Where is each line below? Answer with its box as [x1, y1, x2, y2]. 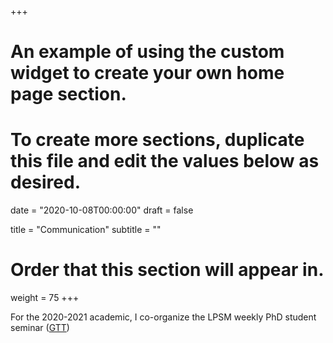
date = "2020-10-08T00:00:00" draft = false [10, 204, 194, 216]
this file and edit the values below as [10, 150, 320, 173]
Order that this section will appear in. [10, 259, 325, 281]
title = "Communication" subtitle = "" [10, 224, 162, 236]
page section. [10, 83, 127, 106]
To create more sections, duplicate [10, 129, 305, 151]
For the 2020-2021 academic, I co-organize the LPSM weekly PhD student [10, 311, 317, 323]
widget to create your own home [10, 62, 285, 85]
